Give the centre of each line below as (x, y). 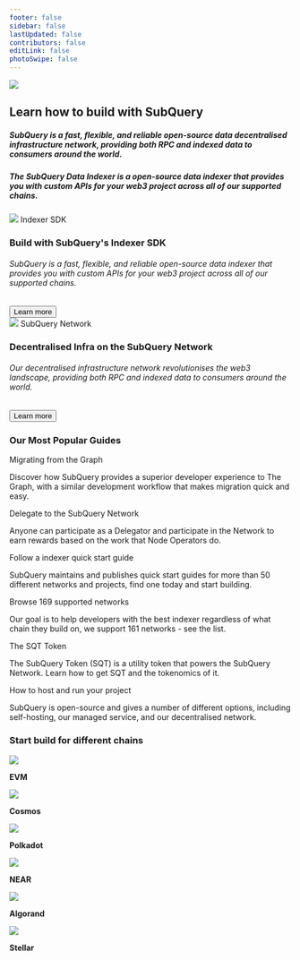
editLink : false (39, 51)
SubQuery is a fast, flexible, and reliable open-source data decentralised (149, 134)
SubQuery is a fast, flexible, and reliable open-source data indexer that (141, 264)
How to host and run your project (70, 690)
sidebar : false (38, 26)
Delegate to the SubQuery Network (74, 514)
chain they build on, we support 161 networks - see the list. (118, 629)
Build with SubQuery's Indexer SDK (88, 243)
